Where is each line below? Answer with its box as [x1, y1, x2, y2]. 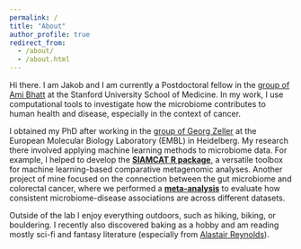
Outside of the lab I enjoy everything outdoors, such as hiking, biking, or [9, 210, 277, 220]
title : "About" [9, 22, 66, 31]
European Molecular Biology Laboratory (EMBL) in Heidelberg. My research [9, 136, 289, 146]
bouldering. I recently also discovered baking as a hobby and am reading [9, 219, 279, 230]
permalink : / [9, 13, 58, 22]
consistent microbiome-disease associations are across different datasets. [9, 192, 286, 203]
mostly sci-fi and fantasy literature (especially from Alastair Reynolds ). [9, 229, 270, 239]
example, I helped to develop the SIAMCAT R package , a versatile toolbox [9, 155, 283, 165]
